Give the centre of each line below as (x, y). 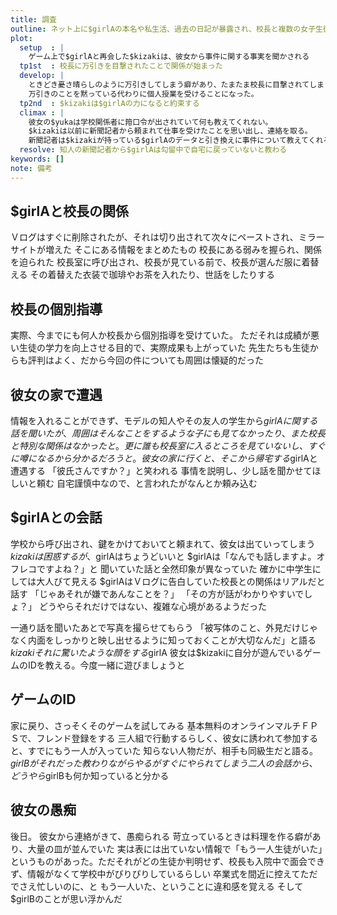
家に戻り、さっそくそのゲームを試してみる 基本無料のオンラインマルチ (156, 725)
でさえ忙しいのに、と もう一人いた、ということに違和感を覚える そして (157, 886)
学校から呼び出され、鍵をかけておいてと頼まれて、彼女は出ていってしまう (163, 543)
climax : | (42, 112)
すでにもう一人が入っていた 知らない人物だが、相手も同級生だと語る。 (173, 750)
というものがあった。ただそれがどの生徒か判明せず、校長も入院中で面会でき (168, 861)
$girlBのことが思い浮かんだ (66, 898)
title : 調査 (33, 19)
